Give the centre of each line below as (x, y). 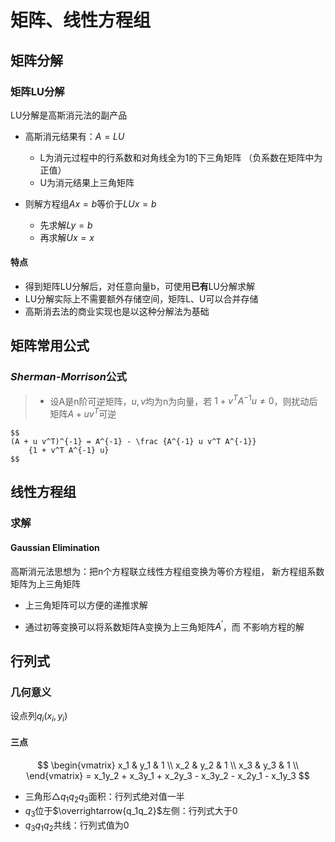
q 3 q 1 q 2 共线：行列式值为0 (77, 826)
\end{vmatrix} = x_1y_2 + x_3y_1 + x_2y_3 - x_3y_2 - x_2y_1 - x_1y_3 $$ (168, 775)
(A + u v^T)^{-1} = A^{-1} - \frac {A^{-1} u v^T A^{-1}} (133, 442)
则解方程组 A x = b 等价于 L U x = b (90, 203)
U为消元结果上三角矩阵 (87, 182)
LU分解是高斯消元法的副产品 (69, 115)
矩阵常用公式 (50, 346)
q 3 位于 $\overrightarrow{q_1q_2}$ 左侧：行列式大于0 (131, 811)
